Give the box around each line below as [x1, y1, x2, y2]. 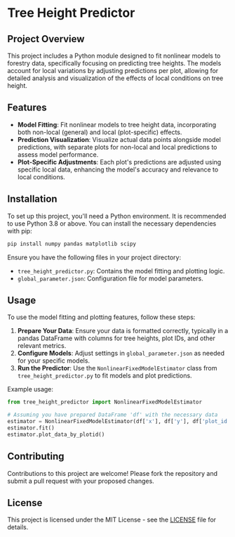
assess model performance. [17, 150, 99, 159]
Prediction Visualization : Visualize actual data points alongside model [17, 135, 221, 143]
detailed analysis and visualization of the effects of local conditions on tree [7, 74, 224, 82]
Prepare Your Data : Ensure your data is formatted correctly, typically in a [17, 327, 229, 335]
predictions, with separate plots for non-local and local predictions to [17, 143, 217, 151]
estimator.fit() [7, 424, 55, 432]
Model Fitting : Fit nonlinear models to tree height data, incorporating [17, 120, 217, 129]
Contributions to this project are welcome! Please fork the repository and [7, 469, 218, 477]
